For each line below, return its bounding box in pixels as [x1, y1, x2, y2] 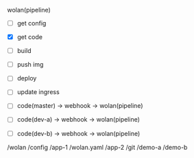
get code [16, 33, 43, 41]
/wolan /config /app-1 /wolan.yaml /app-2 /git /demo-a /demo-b [7, 143, 188, 151]
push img [16, 60, 44, 69]
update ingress [16, 88, 60, 96]
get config [16, 19, 47, 27]
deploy [16, 74, 37, 82]
